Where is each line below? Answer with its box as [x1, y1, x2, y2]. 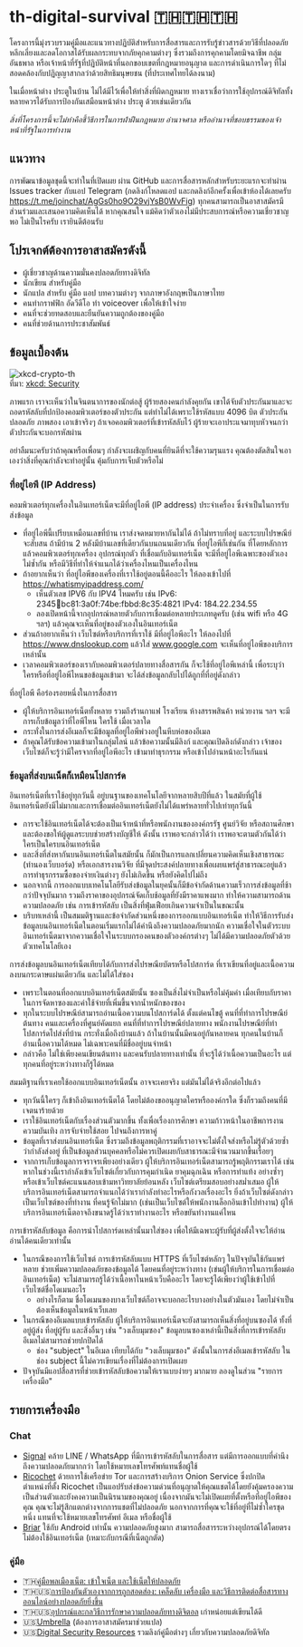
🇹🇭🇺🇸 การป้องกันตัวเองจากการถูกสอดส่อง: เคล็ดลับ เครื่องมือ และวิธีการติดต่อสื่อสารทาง [22, 1585, 289, 1596]
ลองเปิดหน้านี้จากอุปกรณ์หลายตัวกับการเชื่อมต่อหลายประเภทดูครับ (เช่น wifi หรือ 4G [35, 607, 289, 618]
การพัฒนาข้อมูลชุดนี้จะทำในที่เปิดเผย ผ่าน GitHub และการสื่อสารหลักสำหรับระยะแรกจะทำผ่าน [9, 175, 288, 186]
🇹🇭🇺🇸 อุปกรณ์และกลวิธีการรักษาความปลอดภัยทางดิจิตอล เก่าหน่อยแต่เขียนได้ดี [22, 1606, 262, 1617]
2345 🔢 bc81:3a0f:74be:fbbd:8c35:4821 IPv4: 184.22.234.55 [35, 598, 258, 609]
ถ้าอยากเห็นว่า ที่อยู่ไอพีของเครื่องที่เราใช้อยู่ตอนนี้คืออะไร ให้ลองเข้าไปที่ [22, 568, 232, 579]
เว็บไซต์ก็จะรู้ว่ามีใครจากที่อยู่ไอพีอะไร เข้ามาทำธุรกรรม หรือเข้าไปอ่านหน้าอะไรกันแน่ [22, 746, 269, 757]
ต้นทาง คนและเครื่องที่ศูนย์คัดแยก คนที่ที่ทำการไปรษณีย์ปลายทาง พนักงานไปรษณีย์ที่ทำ [22, 1017, 278, 1028]
